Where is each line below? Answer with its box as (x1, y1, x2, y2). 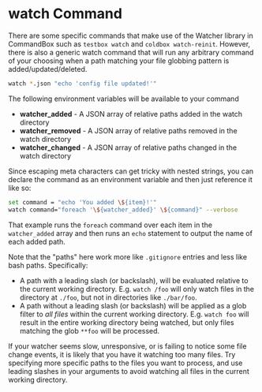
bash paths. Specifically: (8, 260, 88, 270)
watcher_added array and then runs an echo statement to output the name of (8, 228, 253, 237)
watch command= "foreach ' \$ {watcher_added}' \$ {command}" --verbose (8, 206, 238, 214)
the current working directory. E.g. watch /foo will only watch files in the (19, 284, 255, 293)
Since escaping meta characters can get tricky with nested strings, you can (8, 166, 254, 176)
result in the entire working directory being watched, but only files (19, 317, 234, 327)
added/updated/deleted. (8, 64, 88, 73)
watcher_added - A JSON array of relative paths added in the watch (19, 109, 243, 118)
